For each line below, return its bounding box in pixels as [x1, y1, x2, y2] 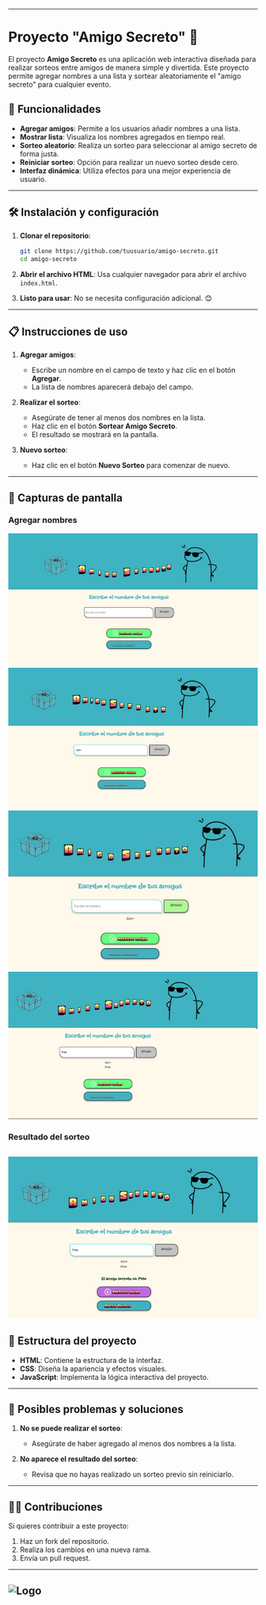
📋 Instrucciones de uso [8, 324, 128, 338]
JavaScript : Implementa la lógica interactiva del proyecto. [19, 1372, 209, 1381]
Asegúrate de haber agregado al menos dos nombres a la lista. [31, 1439, 237, 1449]
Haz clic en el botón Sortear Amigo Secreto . [31, 421, 178, 431]
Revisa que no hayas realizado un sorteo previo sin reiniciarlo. [31, 1469, 234, 1480]
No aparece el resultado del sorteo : [19, 1454, 139, 1464]
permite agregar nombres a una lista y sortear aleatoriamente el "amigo [8, 71, 241, 80]
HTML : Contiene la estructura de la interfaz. [19, 1355, 164, 1365]
